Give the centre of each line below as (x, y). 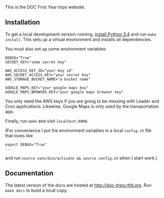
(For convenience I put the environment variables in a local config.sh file (78, 130)
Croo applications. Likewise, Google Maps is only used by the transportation (82, 106)
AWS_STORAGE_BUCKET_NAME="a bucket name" (48, 79)
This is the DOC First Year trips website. (45, 7)
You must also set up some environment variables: (56, 49)
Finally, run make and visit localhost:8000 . (47, 121)
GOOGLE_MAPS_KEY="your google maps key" (47, 88)
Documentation (29, 173)
